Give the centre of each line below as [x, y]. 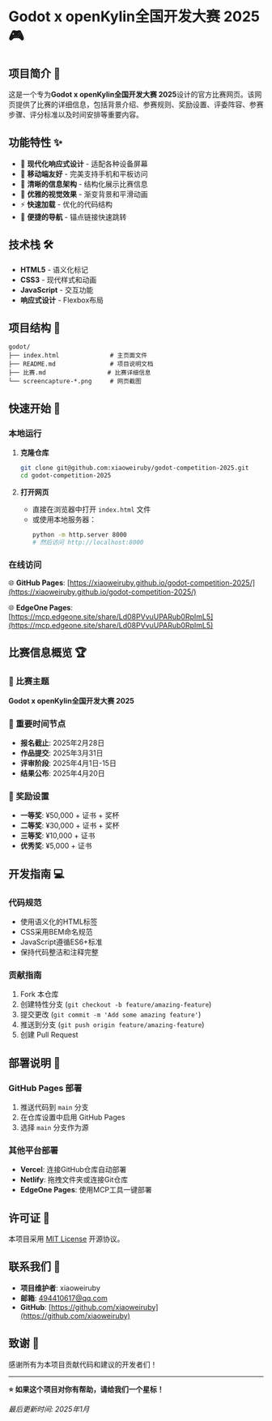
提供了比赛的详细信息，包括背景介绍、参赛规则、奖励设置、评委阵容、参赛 [139, 105]
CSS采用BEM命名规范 [56, 931]
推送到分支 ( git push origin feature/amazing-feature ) [112, 1025]
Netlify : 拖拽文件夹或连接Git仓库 [74, 1179]
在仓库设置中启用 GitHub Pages [72, 1117]
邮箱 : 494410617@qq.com [64, 1298]
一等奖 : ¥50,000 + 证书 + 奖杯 [70, 815]
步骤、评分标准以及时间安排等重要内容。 [76, 115]
